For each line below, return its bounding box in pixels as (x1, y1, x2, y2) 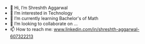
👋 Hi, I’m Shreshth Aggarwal (9, 5, 68, 10)
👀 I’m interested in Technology (9, 10, 73, 16)
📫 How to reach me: (9, 26, 53, 32)
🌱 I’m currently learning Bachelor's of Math (9, 15, 98, 21)
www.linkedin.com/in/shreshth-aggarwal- (53, 26, 140, 32)
